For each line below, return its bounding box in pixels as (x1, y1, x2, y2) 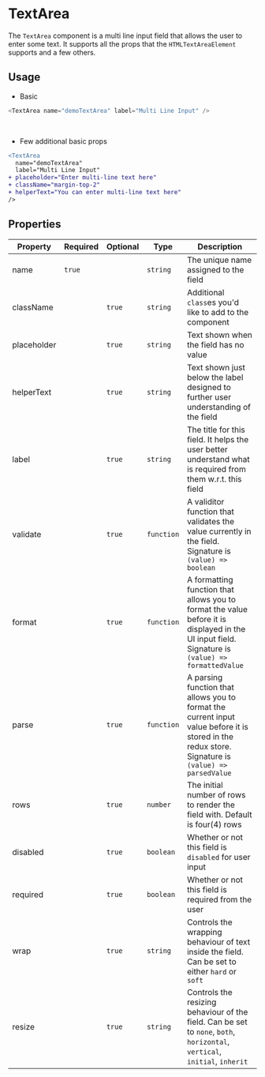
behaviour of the (186, 1006, 248, 1017)
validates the (186, 516, 235, 527)
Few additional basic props (19, 136, 108, 146)
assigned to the (186, 264, 244, 275)
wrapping (186, 926, 222, 937)
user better (186, 444, 229, 455)
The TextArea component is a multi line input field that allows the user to (8, 31, 243, 40)
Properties (8, 218, 62, 231)
